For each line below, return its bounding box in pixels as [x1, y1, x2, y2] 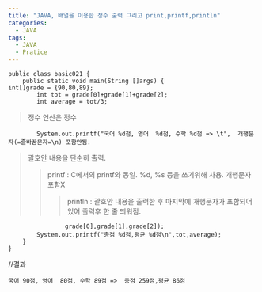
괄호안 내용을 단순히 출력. [27, 154, 107, 162]
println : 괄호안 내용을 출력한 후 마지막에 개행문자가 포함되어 [66, 197, 253, 206]
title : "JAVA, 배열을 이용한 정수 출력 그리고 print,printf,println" [8, 11, 221, 20]
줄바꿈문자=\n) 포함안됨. [21, 138, 91, 146]
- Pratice [15, 48, 47, 56]
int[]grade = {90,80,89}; [8, 84, 93, 92]
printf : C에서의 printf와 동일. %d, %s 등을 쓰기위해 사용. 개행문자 [47, 170, 252, 179]
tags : [8, 33, 26, 42]
